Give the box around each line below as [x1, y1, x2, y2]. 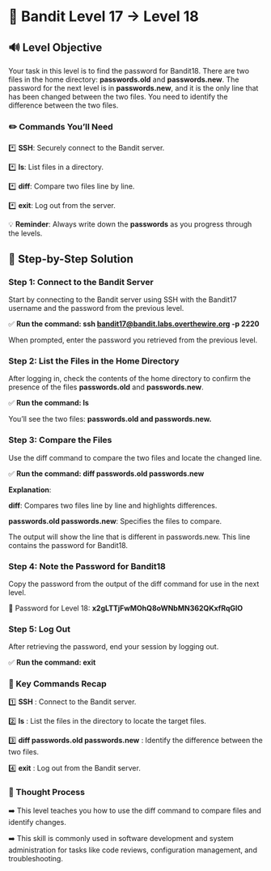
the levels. [8, 228, 43, 238]
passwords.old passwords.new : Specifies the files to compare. [8, 516, 222, 525]
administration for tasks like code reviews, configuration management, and [8, 845, 257, 855]
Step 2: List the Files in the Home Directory [8, 355, 180, 367]
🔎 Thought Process [8, 787, 85, 798]
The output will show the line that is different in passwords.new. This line [8, 532, 251, 542]
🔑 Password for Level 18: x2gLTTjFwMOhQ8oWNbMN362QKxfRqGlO [8, 603, 243, 613]
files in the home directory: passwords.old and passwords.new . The [8, 74, 239, 84]
